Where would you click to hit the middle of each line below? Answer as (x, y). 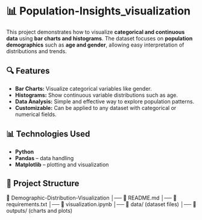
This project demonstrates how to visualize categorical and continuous (96, 32)
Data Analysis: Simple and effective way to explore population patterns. (105, 101)
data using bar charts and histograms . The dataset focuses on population (99, 38)
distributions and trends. (37, 51)
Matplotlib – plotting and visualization (62, 164)
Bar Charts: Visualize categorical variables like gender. (83, 88)
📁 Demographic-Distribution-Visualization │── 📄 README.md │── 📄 (91, 198)
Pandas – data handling (44, 158)
